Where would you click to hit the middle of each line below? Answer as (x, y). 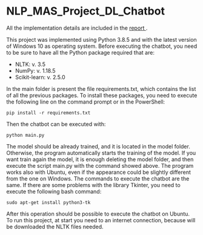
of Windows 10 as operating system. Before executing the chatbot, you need (102, 46)
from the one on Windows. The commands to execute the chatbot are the (98, 178)
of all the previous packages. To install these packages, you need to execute (102, 95)
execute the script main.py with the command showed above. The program (100, 165)
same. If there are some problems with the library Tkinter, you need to (93, 185)
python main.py (25, 135)
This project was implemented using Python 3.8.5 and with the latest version (101, 39)
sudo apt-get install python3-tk (48, 202)
